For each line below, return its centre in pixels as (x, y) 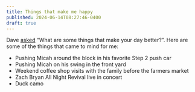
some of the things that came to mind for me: (62, 46)
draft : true (21, 23)
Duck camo (29, 84)
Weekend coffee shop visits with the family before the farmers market (102, 71)
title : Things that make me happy (50, 12)
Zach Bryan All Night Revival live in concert (69, 77)
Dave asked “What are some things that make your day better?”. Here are (97, 40)
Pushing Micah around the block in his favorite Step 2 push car (93, 58)
